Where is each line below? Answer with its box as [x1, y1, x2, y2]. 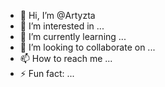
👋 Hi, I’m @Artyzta [19, 10, 96, 21]
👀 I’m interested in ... [19, 20, 105, 32]
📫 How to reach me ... [19, 53, 113, 64]
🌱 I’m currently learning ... [19, 31, 127, 42]
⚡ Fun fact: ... [19, 68, 75, 79]
